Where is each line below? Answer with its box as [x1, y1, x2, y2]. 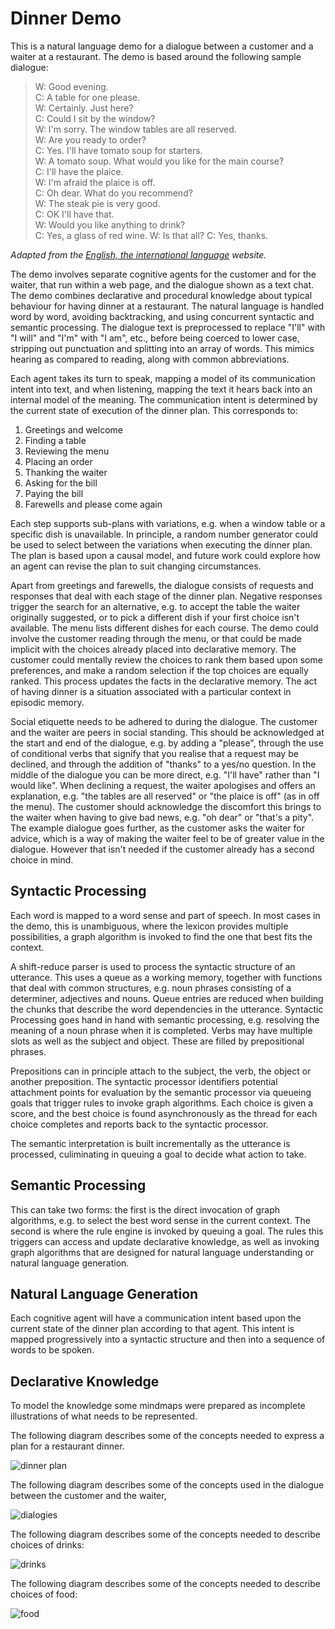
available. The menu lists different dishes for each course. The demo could [10, 622, 319, 634]
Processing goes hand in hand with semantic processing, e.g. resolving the [10, 1013, 320, 1026]
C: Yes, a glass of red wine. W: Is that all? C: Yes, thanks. [34, 229, 269, 241]
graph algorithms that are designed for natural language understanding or [10, 1246, 315, 1258]
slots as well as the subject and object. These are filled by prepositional [10, 1035, 305, 1047]
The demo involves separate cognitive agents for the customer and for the [10, 268, 317, 280]
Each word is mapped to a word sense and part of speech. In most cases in [10, 909, 321, 921]
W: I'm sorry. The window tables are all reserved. [34, 123, 237, 135]
